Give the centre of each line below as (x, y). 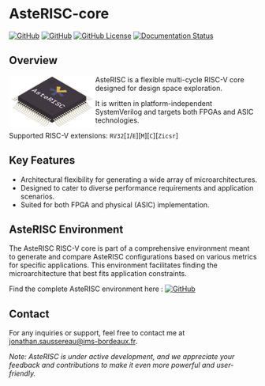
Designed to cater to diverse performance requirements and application (137, 187)
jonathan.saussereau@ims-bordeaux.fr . (73, 342)
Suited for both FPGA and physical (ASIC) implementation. (115, 204)
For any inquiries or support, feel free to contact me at (97, 333)
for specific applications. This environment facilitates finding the (113, 265)
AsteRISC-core (59, 14)
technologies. (117, 120)
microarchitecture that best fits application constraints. (98, 274)
